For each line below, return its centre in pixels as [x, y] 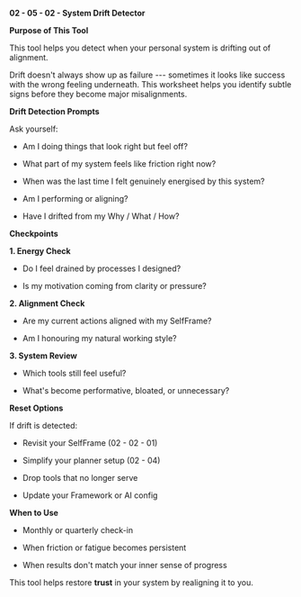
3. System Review [44, 356]
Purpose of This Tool [49, 30]
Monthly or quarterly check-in [77, 530]
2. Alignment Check [47, 303]
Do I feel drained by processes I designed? [102, 268]
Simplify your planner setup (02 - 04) [91, 460]
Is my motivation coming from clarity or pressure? [114, 286]
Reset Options [36, 408]
